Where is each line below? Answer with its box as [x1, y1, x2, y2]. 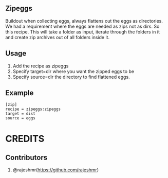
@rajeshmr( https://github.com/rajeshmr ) [12, 167, 99, 173]
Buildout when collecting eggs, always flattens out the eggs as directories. [5, 17, 163, 24]
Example [5, 88, 34, 97]
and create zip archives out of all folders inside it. [5, 34, 109, 40]
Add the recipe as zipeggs [12, 63, 69, 69]
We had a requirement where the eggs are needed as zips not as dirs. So [5, 23, 160, 29]
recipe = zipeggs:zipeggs [5, 106, 61, 112]
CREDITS [5, 133, 45, 145]
